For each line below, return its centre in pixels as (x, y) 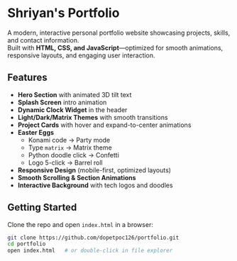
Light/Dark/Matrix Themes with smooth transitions (93, 117)
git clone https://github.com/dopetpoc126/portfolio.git (93, 238)
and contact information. (43, 40)
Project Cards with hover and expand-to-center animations (104, 125)
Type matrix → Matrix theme (70, 148)
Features (27, 78)
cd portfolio (27, 244)
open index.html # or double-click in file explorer (90, 251)
